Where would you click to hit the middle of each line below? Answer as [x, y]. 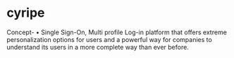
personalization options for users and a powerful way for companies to [109, 39]
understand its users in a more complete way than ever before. [98, 47]
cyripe [26, 13]
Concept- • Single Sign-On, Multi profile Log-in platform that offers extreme [117, 32]
